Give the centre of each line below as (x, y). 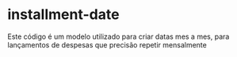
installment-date (63, 15)
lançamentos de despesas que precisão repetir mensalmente (107, 44)
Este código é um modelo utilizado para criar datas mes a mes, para (118, 36)
